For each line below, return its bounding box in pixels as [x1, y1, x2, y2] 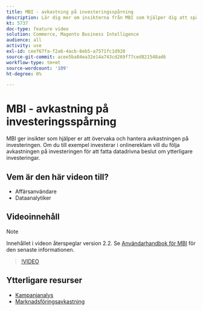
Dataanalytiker [14, 194, 51, 201]
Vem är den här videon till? [6, 172, 109, 182]
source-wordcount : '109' [6, 65, 69, 71]
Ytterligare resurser [6, 275, 83, 286]
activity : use [6, 43, 42, 49]
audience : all [6, 37, 42, 43]
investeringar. [6, 154, 40, 162]
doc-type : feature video [6, 25, 69, 32]
